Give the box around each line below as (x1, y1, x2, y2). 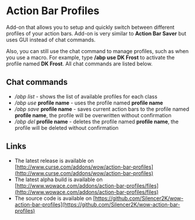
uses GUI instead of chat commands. (6, 36, 96, 43)
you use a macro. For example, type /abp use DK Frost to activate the (6, 54, 175, 61)
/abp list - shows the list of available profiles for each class (14, 93, 157, 100)
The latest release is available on (14, 157, 94, 164)
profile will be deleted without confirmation (14, 124, 119, 131)
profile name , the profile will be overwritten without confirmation (14, 111, 172, 119)
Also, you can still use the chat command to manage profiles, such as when (6, 47, 189, 54)
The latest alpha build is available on (14, 176, 103, 183)
